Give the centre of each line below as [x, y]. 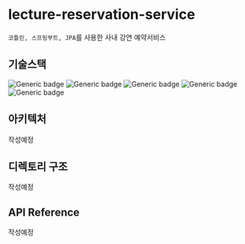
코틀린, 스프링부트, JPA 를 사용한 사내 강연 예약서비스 [87, 37]
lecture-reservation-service [102, 15]
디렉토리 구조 [38, 166]
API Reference [44, 212]
